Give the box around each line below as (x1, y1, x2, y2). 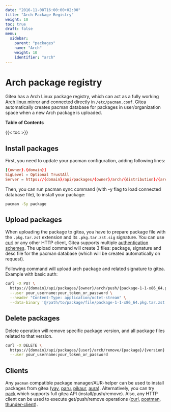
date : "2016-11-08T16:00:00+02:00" (5, 7, 81, 13)
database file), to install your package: (5, 191, 85, 197)
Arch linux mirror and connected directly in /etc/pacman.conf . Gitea (5, 99, 147, 105)
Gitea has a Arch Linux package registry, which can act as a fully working (5, 94, 159, 100)
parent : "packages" (14, 41, 56, 46)
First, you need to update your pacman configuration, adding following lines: (5, 158, 165, 164)
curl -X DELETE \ (5, 343, 42, 348)
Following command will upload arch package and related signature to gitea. (5, 266, 165, 272)
